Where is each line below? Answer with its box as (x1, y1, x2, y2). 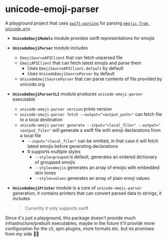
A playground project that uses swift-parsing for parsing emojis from (5, 20, 148, 26)
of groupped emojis (34, 159, 75, 165)
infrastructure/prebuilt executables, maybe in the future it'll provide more (5, 220, 155, 226)
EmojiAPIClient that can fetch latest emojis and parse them (19, 60, 142, 66)
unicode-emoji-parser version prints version (19, 106, 112, 112)
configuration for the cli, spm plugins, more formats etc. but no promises (5, 225, 155, 231)
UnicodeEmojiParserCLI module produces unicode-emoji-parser (12, 91, 143, 97)
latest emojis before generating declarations (27, 143, 118, 149)
